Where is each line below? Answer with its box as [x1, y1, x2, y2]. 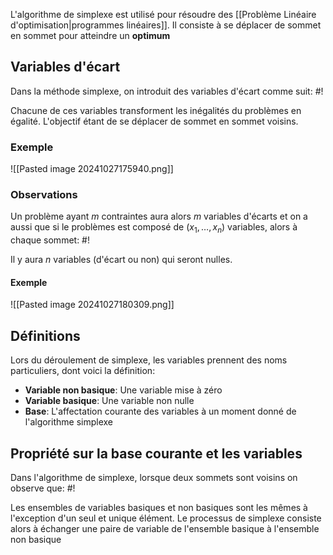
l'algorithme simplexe [24, 416, 113, 428]
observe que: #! [10, 482, 76, 494]
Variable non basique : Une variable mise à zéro [24, 384, 223, 396]
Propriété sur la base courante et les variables [10, 445, 303, 462]
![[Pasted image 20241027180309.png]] [10, 299, 175, 311]
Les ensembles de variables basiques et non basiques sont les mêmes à [10, 502, 308, 514]
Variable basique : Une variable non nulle [24, 395, 195, 407]
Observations [10, 188, 78, 202]
